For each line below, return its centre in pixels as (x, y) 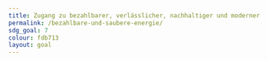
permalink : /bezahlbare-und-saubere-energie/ (85, 23)
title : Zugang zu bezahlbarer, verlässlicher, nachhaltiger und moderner (134, 15)
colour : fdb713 (34, 38)
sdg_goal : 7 (28, 30)
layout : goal (30, 45)
